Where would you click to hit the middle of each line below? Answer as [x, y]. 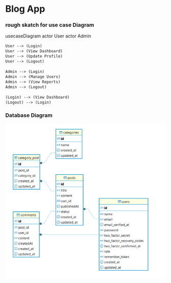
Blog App [25, 9]
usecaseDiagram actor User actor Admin [48, 36]
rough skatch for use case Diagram [50, 25]
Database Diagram [29, 115]
